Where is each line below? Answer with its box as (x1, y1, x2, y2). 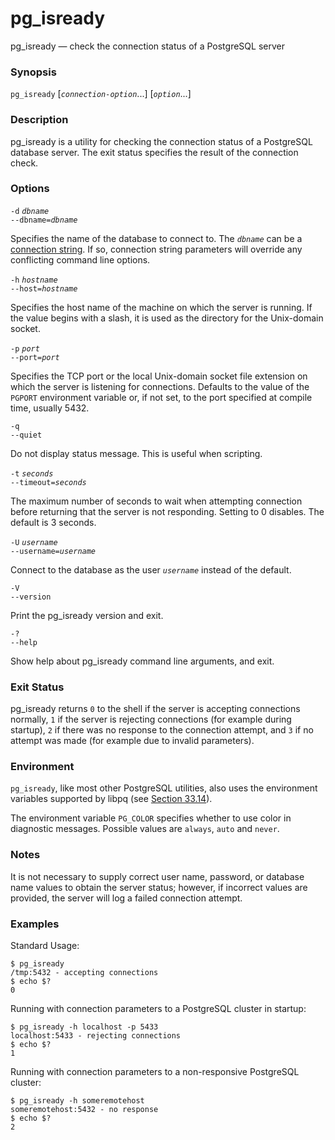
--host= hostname (10, 283, 78, 294)
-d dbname (10, 206, 50, 216)
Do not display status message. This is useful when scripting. (10, 447, 263, 459)
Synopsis (10, 65, 57, 79)
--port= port (10, 352, 60, 362)
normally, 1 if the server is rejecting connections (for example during (10, 713, 292, 726)
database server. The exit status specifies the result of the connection (10, 146, 299, 158)
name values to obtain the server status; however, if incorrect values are (10, 881, 308, 893)
